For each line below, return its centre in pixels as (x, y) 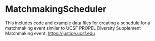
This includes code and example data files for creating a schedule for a (77, 23)
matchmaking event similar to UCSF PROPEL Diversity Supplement (73, 28)
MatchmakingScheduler (56, 9)
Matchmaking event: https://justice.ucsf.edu (50, 33)
